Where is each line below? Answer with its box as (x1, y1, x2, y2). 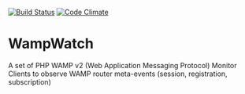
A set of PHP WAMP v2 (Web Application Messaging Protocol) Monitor (8, 60, 238, 70)
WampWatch (8, 35, 95, 52)
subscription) (8, 77, 51, 86)
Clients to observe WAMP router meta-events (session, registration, (8, 69, 228, 78)
